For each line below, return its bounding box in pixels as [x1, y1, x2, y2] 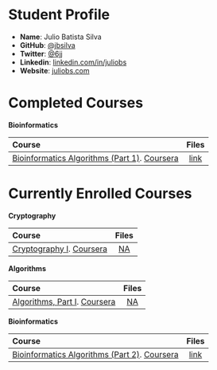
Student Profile [8, 6, 110, 24]
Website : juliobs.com [19, 65, 90, 75]
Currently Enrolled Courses [8, 185, 192, 203]
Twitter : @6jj [19, 49, 63, 58]
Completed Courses [8, 94, 144, 112]
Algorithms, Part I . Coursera [12, 296, 116, 307]
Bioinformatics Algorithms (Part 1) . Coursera [12, 152, 179, 163]
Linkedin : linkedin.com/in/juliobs [19, 57, 127, 67]
